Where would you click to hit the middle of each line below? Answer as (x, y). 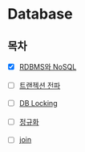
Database (40, 14)
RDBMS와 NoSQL (48, 67)
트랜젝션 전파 (40, 86)
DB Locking (38, 103)
